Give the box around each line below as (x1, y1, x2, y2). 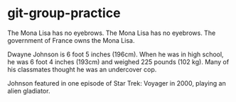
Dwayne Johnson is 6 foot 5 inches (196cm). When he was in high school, (7, 50, 224, 58)
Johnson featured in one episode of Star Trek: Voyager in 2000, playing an (7, 78, 226, 87)
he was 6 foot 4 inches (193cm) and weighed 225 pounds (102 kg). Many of (7, 57, 230, 66)
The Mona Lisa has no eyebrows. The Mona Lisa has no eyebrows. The (7, 29, 216, 37)
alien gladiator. (7, 86, 50, 95)
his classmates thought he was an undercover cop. (7, 65, 157, 73)
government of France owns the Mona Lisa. (7, 36, 135, 44)
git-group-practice (7, 5, 121, 21)
